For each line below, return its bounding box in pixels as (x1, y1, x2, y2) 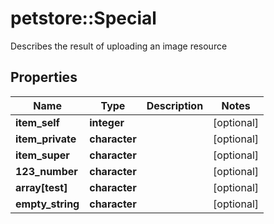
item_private (15, 132, 77, 146)
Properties (10, 69, 78, 86)
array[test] (15, 180, 68, 194)
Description (146, 98, 204, 112)
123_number (15, 164, 78, 178)
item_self (15, 115, 60, 129)
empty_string (15, 197, 80, 211)
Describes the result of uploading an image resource (10, 40, 228, 52)
